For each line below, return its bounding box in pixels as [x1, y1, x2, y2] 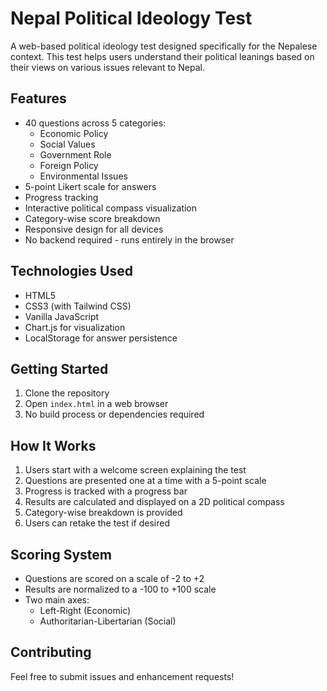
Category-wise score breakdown [24, 212, 161, 224]
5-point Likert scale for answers [24, 180, 157, 192]
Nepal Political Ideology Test [10, 7, 253, 30]
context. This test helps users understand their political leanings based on [10, 50, 315, 62]
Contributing [10, 644, 92, 661]
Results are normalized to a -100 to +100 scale [24, 583, 217, 595]
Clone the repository [24, 387, 110, 399]
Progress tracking [24, 191, 99, 203]
